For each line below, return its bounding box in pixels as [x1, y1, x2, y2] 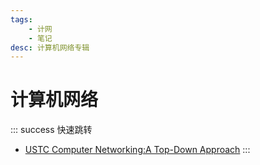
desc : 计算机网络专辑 [10, 42, 90, 53]
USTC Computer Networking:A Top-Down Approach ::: [24, 144, 251, 156]
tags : [10, 14, 33, 25]
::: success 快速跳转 [10, 124, 93, 136]
